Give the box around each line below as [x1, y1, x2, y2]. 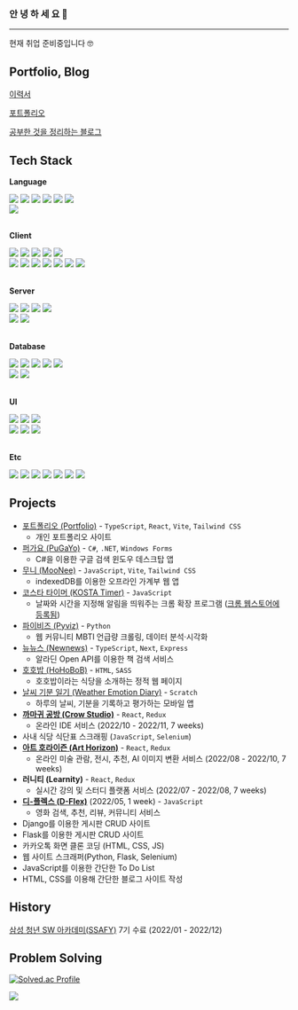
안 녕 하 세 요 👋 [9, 7, 68, 20]
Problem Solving [9, 951, 103, 966]
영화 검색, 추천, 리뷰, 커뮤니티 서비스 [35, 807, 161, 818]
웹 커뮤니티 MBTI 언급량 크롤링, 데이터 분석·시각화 [35, 631, 208, 642]
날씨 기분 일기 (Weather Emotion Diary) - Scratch [21, 686, 198, 697]
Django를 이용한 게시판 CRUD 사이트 [21, 818, 151, 828]
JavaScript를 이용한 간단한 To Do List [21, 862, 155, 873]
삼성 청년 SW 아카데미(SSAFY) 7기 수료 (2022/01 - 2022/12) [9, 924, 223, 935]
